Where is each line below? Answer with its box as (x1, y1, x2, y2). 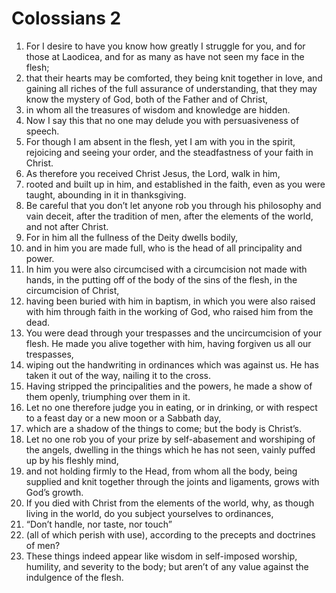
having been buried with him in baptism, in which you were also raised (25, 295, 316, 307)
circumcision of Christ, (25, 284, 120, 296)
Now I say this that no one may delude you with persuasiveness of (25, 114, 300, 126)
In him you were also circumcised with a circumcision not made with (25, 263, 308, 275)
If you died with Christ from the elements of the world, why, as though (25, 497, 315, 509)
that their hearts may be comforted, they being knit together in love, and (25, 72, 323, 84)
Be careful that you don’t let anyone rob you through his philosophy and (25, 199, 322, 211)
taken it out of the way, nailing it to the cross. (25, 369, 211, 381)
